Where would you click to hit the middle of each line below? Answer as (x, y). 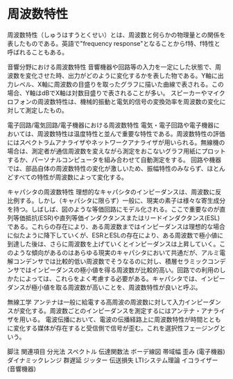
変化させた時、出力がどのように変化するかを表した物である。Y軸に (122, 75)
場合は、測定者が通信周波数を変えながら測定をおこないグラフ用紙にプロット (116, 151)
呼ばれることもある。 (37, 52)
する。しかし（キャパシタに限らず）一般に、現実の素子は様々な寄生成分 (122, 200)
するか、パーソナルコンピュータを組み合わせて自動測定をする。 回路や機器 (114, 160)
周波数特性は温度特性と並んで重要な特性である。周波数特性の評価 (131, 133)
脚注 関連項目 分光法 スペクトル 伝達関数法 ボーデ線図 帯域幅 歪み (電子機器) (116, 351)
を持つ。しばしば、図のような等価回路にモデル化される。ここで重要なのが (113, 209)
